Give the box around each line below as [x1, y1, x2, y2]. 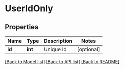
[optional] [77, 46, 100, 53]
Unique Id [44, 46, 67, 53]
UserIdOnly [5, 3, 53, 14]
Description [44, 38, 72, 44]
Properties [5, 23, 39, 31]
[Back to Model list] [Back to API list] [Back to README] [5, 59, 120, 65]
